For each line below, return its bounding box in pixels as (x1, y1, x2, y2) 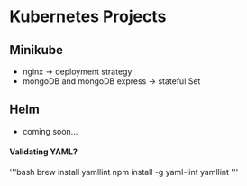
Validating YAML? (9, 146, 78, 157)
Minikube (9, 42, 64, 58)
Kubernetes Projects (9, 6, 167, 27)
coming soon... (22, 126, 78, 136)
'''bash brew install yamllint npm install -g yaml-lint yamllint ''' (9, 167, 239, 178)
